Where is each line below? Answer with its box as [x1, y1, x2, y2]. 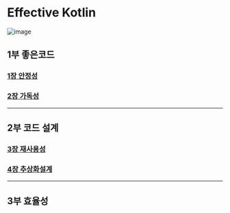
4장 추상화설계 [7, 164, 53, 174]
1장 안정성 [7, 71, 38, 81]
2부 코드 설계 [7, 122, 59, 134]
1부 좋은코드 [7, 49, 55, 61]
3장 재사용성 [7, 144, 46, 153]
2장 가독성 [7, 91, 40, 101]
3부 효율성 [7, 195, 49, 207]
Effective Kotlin [7, 5, 97, 21]
